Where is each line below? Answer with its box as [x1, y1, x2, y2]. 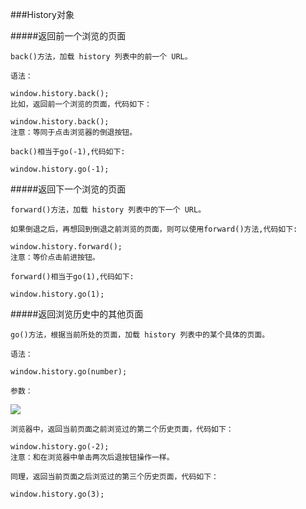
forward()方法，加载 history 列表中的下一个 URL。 [10, 205, 207, 215]
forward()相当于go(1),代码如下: [10, 272, 135, 282]
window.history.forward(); [10, 242, 123, 252]
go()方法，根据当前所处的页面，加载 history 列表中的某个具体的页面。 [10, 330, 270, 340]
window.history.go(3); [10, 489, 105, 499]
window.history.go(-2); [10, 442, 110, 452]
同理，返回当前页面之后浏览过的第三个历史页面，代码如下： [10, 472, 219, 482]
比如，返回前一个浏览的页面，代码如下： [10, 99, 152, 109]
